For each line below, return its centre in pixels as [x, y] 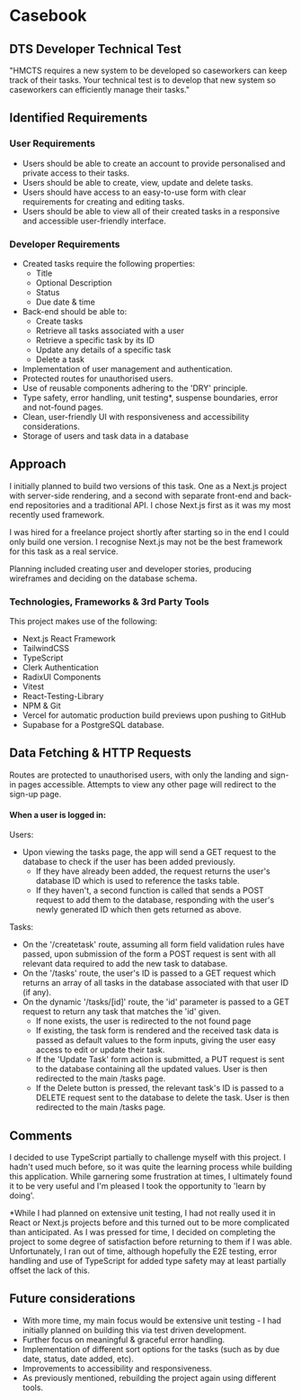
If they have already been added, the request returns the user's [153, 871]
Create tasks [59, 321]
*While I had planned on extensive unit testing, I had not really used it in [142, 1213]
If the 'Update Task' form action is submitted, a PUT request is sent [160, 1059]
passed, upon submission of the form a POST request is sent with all [149, 954]
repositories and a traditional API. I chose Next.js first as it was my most [158, 505]
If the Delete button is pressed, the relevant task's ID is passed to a [160, 1088]
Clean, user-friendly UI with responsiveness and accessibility [136, 416]
